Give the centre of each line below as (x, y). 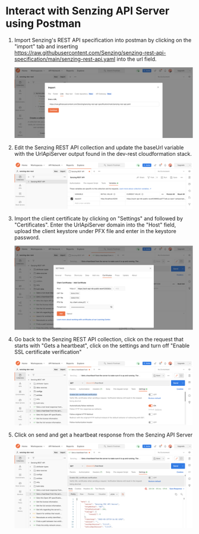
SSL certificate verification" (48, 351)
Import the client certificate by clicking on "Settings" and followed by (99, 219)
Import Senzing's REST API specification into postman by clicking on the (103, 40)
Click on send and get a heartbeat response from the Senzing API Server (103, 435)
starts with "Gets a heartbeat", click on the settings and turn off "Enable (102, 345)
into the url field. (137, 59)
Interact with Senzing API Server (88, 11)
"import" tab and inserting (46, 46)
